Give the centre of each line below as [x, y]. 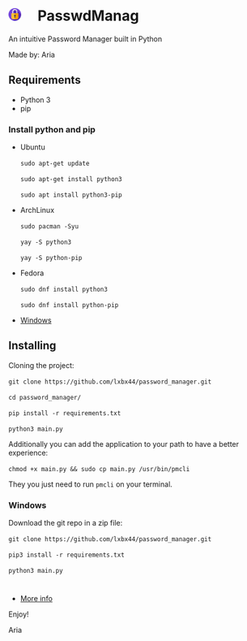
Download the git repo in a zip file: [66, 523]
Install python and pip [52, 129]
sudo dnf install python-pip [69, 305]
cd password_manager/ [45, 397]
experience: [28, 453]
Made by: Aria [32, 54]
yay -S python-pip [51, 258]
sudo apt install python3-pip [71, 195]
